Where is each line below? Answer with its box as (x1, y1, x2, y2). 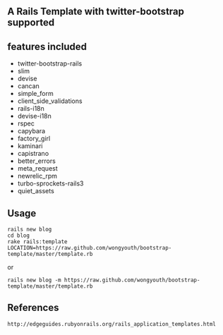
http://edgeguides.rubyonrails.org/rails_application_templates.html (7, 320, 217, 327)
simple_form (17, 90, 54, 98)
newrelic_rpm (17, 172, 58, 181)
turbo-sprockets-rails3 (17, 179, 84, 188)
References (7, 302, 59, 314)
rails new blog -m (7, 276, 61, 284)
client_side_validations (17, 97, 83, 105)
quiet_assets (17, 187, 54, 195)
